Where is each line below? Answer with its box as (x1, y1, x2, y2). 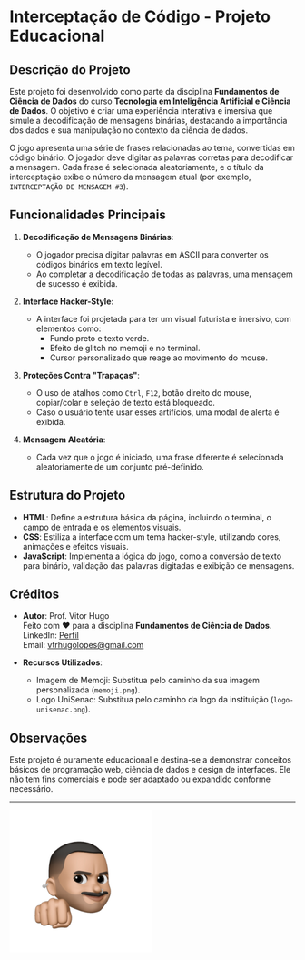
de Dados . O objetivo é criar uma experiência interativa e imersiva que (9, 106, 273, 116)
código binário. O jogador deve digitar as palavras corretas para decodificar (9, 152, 294, 163)
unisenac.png (35, 705, 86, 715)
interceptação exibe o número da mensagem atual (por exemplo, (9, 171, 251, 182)
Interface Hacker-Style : (22, 296, 114, 307)
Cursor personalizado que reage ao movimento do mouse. (49, 352, 268, 363)
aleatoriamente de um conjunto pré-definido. (35, 461, 204, 472)
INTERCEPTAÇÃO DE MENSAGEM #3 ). (9, 181, 129, 192)
